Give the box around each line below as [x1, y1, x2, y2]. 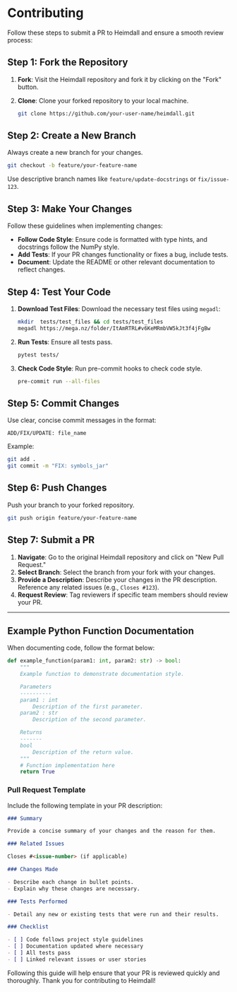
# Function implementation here [20, 761, 115, 769]
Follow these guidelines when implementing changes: [7, 221, 164, 231]
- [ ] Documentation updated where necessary [7, 943, 143, 950]
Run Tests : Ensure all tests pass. [17, 337, 113, 346]
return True [20, 769, 55, 776]
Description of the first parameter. [32, 703, 143, 710]
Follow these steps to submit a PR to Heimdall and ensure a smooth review [7, 28, 224, 37]
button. [17, 83, 39, 91]
